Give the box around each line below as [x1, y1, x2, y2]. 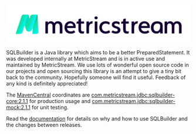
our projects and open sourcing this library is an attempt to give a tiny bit [6, 68, 182, 75]
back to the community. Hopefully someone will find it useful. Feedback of [6, 74, 186, 81]
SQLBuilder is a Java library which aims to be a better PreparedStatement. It [6, 49, 190, 56]
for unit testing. [31, 104, 69, 111]
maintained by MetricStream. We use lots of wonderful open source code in [6, 61, 190, 68]
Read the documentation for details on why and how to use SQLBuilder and [6, 115, 188, 122]
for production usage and [29, 98, 91, 105]
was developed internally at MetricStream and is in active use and [6, 55, 165, 63]
